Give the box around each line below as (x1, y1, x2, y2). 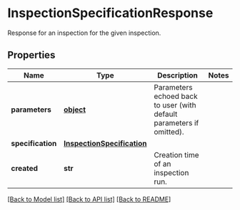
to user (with (153, 100, 196, 110)
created (11, 163, 38, 173)
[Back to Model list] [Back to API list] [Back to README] (7, 194, 171, 204)
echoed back (153, 91, 198, 101)
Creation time (153, 149, 199, 159)
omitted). (153, 127, 184, 137)
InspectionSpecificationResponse (7, 5, 214, 21)
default (153, 109, 178, 119)
